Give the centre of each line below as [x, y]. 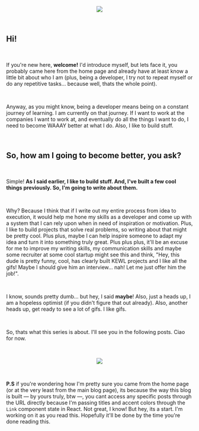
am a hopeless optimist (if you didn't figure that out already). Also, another [97, 303]
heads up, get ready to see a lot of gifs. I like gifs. [66, 309]
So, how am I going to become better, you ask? [94, 155]
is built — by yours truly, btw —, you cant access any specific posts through [99, 396]
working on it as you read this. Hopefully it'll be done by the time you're [93, 415]
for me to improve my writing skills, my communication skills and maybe [94, 248]
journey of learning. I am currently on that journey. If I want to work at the [95, 112]
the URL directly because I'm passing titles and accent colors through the [96, 403]
